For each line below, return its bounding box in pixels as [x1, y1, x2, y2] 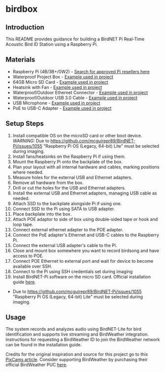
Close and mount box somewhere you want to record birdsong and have [12, 248, 159, 253]
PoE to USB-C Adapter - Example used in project [12, 105, 112, 111]
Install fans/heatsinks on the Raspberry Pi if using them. [12, 154, 126, 159]
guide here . [12, 279, 36, 285]
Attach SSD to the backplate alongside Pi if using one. [12, 200, 122, 206]
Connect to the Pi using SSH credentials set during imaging [12, 268, 133, 274]
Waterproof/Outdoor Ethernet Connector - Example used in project [12, 90, 148, 95]
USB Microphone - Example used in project [12, 100, 101, 106]
